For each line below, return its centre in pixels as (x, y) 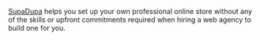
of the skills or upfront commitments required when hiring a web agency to (130, 20)
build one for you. (37, 28)
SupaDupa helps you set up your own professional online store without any (130, 11)
